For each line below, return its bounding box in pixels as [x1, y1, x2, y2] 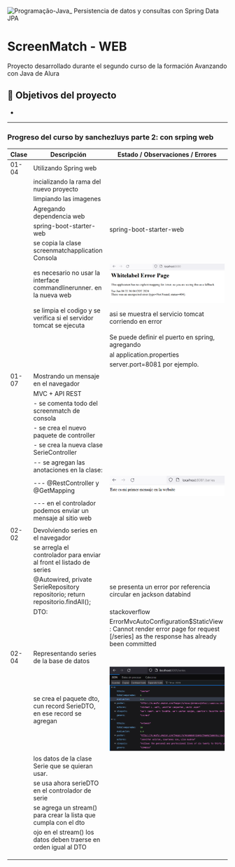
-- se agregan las [33, 458, 85, 466]
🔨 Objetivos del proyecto [7, 90, 117, 102]
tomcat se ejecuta [33, 321, 85, 329]
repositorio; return [33, 590, 85, 599]
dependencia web [33, 212, 85, 220]
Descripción [50, 150, 87, 158]
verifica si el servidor [33, 313, 94, 322]
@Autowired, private [33, 575, 92, 584]
